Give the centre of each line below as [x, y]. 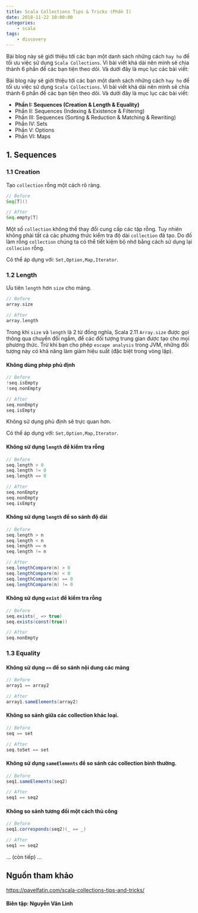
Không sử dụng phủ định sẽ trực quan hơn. [59, 422]
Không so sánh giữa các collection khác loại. [62, 715]
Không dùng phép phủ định [41, 364]
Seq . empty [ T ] [22, 218]
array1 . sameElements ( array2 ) [42, 702]
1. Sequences [32, 155]
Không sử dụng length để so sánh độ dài [57, 517]
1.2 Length [22, 275]
